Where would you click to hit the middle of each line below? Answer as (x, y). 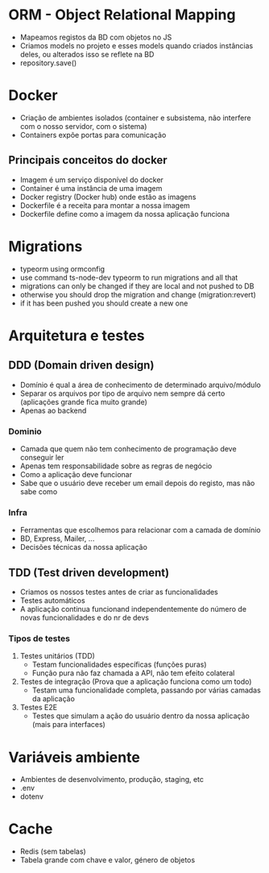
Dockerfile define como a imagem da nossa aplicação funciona (125, 214)
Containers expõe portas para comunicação (93, 135)
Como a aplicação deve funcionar (76, 474)
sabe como (39, 491)
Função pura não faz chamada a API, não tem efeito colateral (133, 673)
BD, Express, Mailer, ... (57, 538)
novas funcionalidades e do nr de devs (84, 617)
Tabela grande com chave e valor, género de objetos (108, 860)
